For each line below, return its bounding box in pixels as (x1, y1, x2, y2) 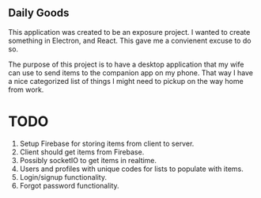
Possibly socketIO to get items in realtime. (19, 155, 157, 165)
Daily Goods (8, 6, 70, 20)
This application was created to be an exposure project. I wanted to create (8, 27, 251, 36)
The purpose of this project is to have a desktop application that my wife (8, 59, 244, 69)
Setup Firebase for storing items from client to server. (19, 139, 195, 148)
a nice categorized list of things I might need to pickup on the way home (8, 76, 244, 86)
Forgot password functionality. (19, 181, 120, 190)
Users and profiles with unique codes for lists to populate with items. (19, 164, 244, 173)
